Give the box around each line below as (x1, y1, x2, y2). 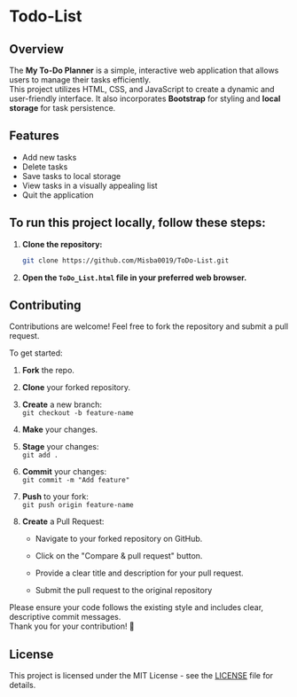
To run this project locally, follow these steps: (9, 215, 266, 231)
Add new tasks (21, 152, 77, 162)
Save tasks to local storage (21, 170, 121, 181)
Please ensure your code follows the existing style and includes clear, (9, 602, 264, 613)
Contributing (9, 297, 82, 312)
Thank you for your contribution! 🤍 (9, 621, 135, 631)
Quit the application (21, 189, 95, 200)
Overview (9, 42, 65, 57)
